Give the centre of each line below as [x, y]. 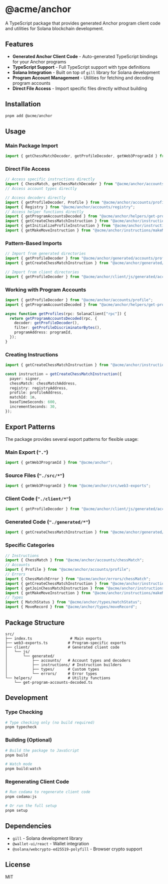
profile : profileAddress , [37, 393]
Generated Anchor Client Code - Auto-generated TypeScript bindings [85, 56]
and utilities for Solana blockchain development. [54, 28]
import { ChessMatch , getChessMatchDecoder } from [59, 184]
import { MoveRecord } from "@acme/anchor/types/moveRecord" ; [71, 607]
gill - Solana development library [47, 838]
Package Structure [35, 623]
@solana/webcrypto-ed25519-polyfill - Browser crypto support [77, 849]
